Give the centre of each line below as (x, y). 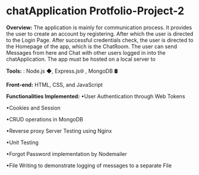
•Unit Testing (22, 142)
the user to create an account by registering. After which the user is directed (100, 33)
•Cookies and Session (34, 108)
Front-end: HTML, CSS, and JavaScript (54, 85)
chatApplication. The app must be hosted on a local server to (81, 59)
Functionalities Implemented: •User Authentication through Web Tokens (96, 96)
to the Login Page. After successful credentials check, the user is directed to (100, 40)
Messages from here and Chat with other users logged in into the (86, 52)
